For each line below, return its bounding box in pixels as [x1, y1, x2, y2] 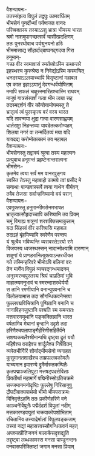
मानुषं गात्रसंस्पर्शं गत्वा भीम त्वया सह [6, 95, 73, 101]
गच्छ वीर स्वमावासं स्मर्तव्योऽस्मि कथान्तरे [6, 61, 82, 67]
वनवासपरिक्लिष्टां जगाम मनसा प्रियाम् [6, 443, 74, 450]
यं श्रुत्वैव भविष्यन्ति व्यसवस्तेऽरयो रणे [6, 238, 73, 245]
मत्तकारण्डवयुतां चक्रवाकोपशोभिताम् [6, 409, 72, 416]
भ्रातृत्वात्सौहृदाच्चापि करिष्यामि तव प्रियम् [6, 211, 79, 218]
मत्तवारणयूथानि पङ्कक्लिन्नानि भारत [6, 313, 73, 320]
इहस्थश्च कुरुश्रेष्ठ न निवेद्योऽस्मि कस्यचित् [6, 67, 85, 74]
